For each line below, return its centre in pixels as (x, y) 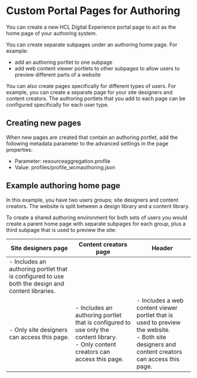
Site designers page (40, 248)
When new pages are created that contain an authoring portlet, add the (92, 137)
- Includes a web (160, 300)
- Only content (96, 344)
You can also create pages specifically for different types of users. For (91, 86)
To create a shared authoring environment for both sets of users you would (97, 217)
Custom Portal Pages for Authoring (93, 11)
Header (162, 248)
